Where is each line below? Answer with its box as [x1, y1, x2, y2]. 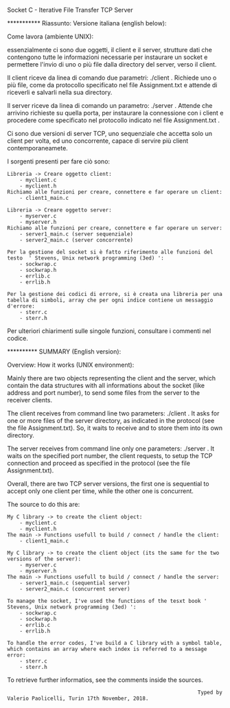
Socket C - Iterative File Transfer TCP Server [7, 6, 134, 14]
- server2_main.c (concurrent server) [19, 586, 130, 593]
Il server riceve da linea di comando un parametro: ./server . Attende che [7, 102, 213, 109]
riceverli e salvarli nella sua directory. [7, 89, 113, 96]
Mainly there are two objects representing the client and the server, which [7, 374, 216, 382]
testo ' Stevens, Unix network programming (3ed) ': [7, 255, 165, 262]
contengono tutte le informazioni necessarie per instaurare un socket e [7, 53, 208, 61]
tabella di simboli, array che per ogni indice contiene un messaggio [7, 297, 214, 304]
